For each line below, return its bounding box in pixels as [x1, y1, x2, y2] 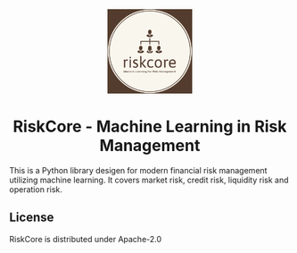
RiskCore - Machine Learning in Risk [12, 116, 287, 137]
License [9, 210, 54, 225]
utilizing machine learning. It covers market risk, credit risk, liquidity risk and [9, 174, 289, 185]
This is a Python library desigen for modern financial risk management [9, 164, 268, 175]
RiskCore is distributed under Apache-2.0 [9, 233, 162, 244]
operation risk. [9, 183, 62, 195]
